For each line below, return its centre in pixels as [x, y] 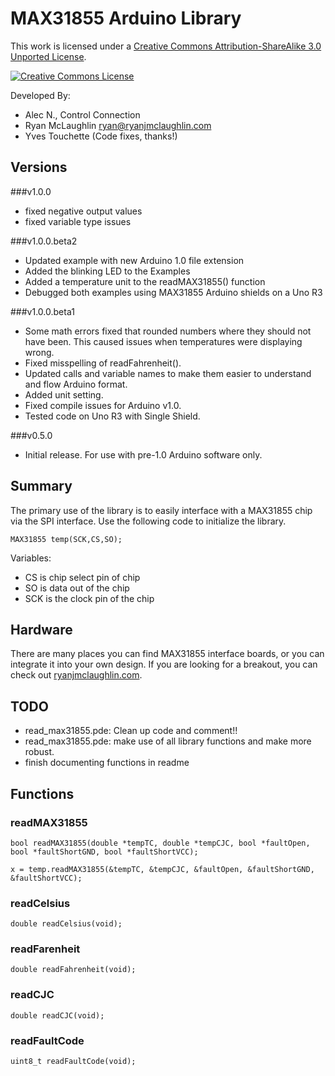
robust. [39, 752]
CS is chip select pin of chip [82, 577]
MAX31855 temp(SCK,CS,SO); [66, 539]
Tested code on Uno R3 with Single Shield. [112, 416]
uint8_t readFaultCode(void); [73, 1062]
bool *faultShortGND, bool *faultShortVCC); [104, 852]
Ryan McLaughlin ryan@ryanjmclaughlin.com [118, 125]
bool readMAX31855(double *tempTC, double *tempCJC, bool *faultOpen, [160, 843]
